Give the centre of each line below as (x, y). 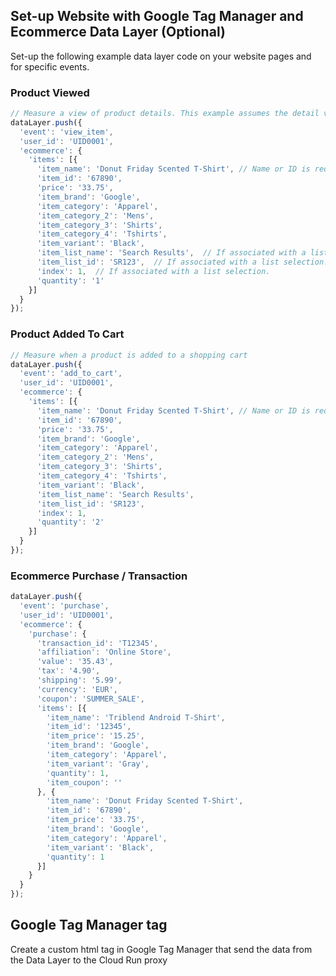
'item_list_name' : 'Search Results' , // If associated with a (171, 253)
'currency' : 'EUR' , (77, 689)
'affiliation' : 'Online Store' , (104, 652)
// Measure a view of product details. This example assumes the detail (165, 114)
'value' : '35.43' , (75, 662)
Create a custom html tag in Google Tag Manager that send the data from (161, 949)
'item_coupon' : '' (84, 782)
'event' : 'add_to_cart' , (71, 374)
